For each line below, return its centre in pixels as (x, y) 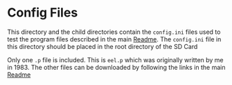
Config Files (43, 13)
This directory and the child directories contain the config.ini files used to (114, 32)
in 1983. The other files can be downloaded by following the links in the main (116, 67)
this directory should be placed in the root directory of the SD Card (102, 46)
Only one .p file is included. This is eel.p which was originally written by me (115, 59)
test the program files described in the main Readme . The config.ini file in (114, 39)
